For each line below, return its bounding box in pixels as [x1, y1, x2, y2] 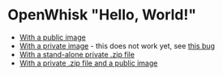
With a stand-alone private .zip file [19, 49, 135, 59]
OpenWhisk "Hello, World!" [7, 6, 196, 24]
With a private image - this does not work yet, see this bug [19, 40, 216, 50]
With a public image [19, 32, 86, 42]
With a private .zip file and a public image [19, 58, 158, 68]
